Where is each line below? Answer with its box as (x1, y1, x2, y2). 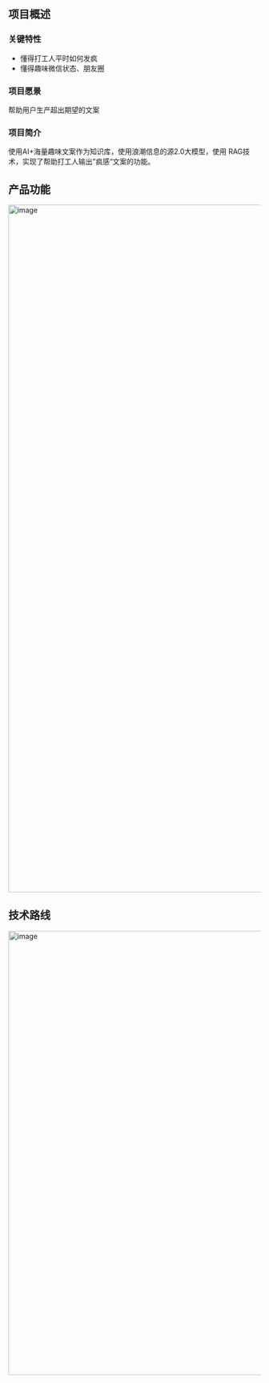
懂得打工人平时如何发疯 (19, 53, 98, 62)
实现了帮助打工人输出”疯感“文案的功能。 (22, 157, 155, 167)
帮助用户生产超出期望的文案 (8, 105, 100, 115)
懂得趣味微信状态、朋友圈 (19, 63, 105, 73)
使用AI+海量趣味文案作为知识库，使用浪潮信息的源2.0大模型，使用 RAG (8, 147, 243, 156)
